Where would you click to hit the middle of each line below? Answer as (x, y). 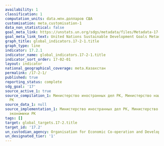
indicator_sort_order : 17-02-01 (38, 59)
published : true (21, 77)
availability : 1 (21, 9)
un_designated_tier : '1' (30, 136)
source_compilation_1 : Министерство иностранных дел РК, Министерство (78, 95)
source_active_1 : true (28, 91)
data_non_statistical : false (35, 28)
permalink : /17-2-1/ (26, 73)
